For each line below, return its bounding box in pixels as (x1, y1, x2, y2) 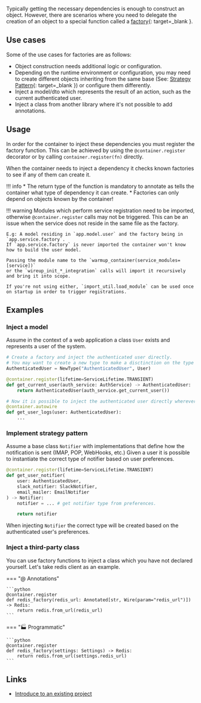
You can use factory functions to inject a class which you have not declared (6, 556, 193, 564)
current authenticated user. (14, 94, 83, 101)
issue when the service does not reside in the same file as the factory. (6, 220, 179, 227)
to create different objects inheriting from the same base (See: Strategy (14, 75, 191, 83)
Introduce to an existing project (14, 690, 92, 698)
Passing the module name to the (6, 257, 87, 263)
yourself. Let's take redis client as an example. (6, 563, 121, 570)
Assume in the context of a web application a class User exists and (6, 336, 170, 343)
